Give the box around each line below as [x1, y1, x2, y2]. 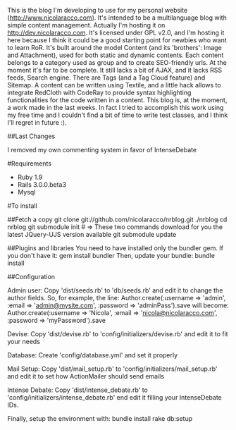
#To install [7, 202, 37, 210]
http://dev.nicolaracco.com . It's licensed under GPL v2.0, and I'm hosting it [7, 28, 225, 37]
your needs [7, 338, 41, 345]
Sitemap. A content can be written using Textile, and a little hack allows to [7, 81, 221, 89]
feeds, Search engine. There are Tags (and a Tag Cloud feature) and [7, 73, 206, 82]
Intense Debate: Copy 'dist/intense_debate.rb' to [7, 386, 148, 394]
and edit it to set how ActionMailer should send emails [7, 372, 164, 380]
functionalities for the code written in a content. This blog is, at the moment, [7, 96, 228, 104]
